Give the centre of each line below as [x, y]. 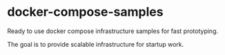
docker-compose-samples [85, 12]
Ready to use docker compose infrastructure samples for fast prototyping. [113, 31]
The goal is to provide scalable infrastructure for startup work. [96, 44]
